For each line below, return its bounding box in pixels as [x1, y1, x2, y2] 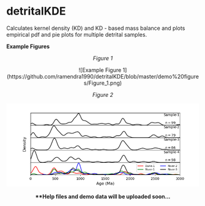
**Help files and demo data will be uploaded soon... [35, 193, 171, 201]
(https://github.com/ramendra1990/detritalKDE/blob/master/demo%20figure [6, 73, 199, 80]
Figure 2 [92, 91, 114, 98]
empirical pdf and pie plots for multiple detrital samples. [6, 30, 147, 38]
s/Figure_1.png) [83, 79, 122, 87]
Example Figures [6, 43, 50, 50]
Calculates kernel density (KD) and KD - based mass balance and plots [6, 24, 185, 32]
